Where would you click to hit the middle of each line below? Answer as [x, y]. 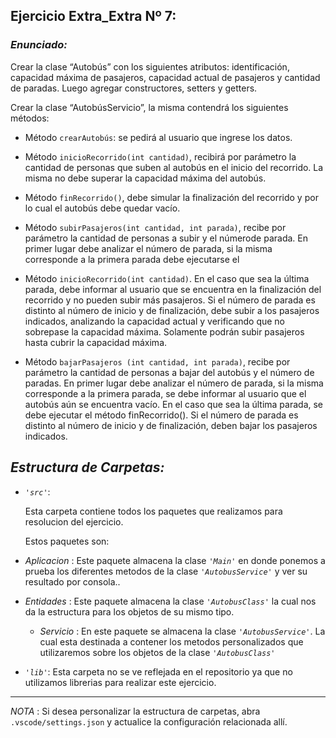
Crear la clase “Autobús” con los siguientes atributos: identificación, [150, 66]
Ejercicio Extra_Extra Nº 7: [93, 16]
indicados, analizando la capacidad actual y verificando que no [155, 321]
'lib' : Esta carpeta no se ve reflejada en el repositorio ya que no [158, 671]
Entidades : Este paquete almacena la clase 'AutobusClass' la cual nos [170, 601]
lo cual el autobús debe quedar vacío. [102, 208]
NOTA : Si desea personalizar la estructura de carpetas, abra [135, 711]
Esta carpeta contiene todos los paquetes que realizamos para [153, 511]
